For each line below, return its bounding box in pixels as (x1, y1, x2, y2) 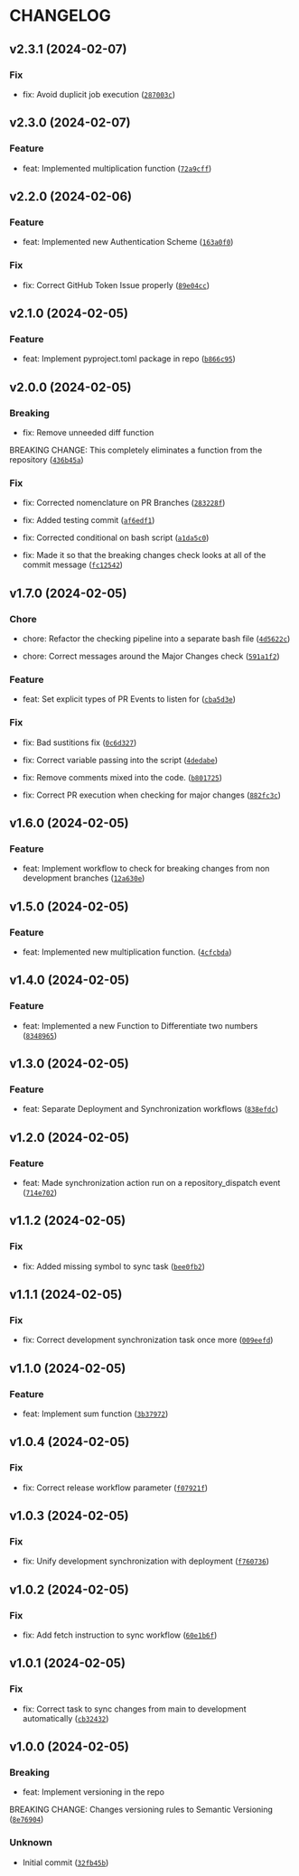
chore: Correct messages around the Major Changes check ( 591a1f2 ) (22, 650, 280, 661)
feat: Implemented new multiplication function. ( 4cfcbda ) (22, 946, 232, 957)
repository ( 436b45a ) (9, 453, 84, 465)
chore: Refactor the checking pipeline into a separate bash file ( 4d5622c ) (22, 633, 291, 644)
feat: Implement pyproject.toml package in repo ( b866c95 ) (22, 353, 237, 364)
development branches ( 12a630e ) (22, 873, 145, 883)
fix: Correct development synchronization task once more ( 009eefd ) (22, 1334, 274, 1346)
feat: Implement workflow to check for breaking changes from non (22, 863, 270, 874)
